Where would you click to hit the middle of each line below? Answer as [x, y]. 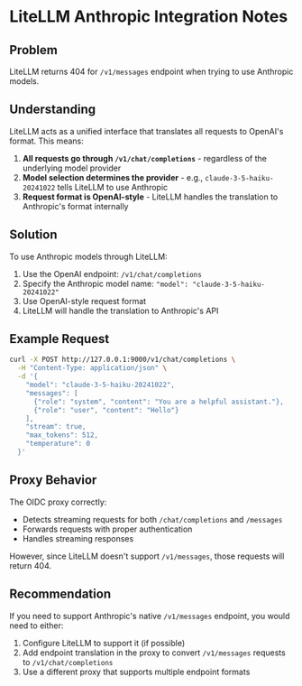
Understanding [53, 110]
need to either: [37, 626]
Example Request [59, 339]
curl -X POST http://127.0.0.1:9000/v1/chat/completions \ [123, 360]
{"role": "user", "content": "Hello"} [106, 410]
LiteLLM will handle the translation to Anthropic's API [120, 311]
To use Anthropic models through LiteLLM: [89, 256]
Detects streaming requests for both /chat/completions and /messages [152, 519]
